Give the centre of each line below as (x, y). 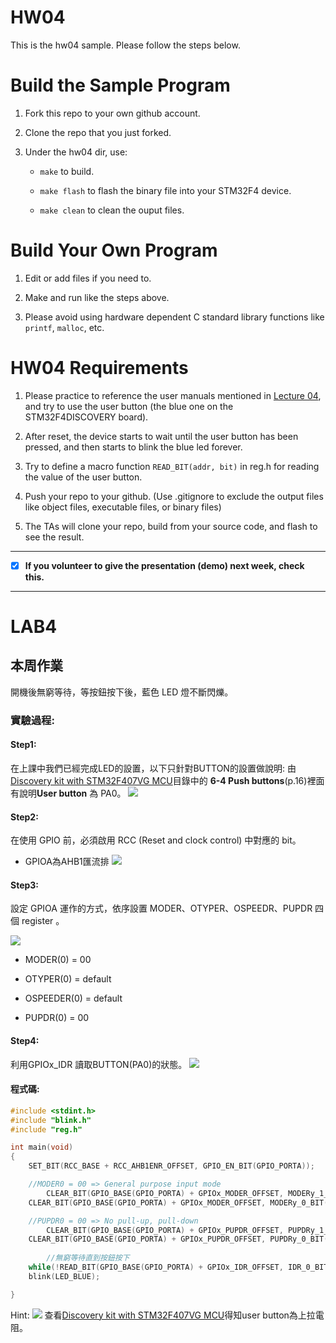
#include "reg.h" (46, 1129)
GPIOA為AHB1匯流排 (67, 862)
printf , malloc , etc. (64, 327)
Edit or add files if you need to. (88, 278)
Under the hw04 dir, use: (76, 152)
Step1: (23, 745)
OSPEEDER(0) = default (73, 998)
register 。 (43, 921)
